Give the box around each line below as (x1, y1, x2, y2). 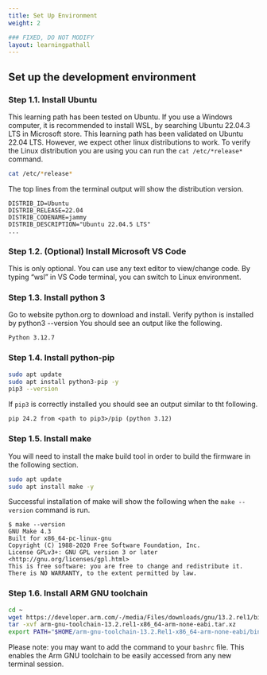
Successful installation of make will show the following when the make (8, 497, 236, 506)
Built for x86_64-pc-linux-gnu (8, 534, 112, 543)
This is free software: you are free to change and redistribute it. (8, 562, 244, 571)
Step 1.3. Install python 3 (8, 292, 106, 303)
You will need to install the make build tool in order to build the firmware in (8, 451, 251, 461)
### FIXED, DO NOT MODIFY (8, 33, 94, 41)
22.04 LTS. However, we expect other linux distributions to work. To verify (8, 137, 251, 147)
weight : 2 (8, 19, 41, 27)
